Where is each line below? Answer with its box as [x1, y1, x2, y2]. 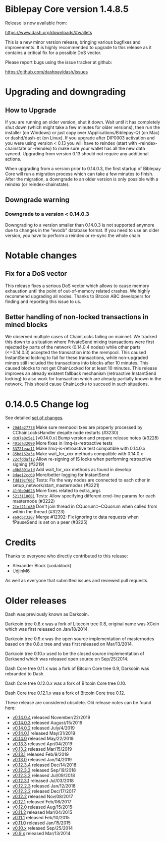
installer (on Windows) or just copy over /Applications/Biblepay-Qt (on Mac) [5, 129, 160, 135]
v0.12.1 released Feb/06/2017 [12, 799, 72, 805]
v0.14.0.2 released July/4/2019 [12, 725, 75, 731]
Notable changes [5, 249, 77, 261]
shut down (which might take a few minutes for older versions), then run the [5, 124, 160, 130]
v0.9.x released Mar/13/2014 [12, 831, 71, 837]
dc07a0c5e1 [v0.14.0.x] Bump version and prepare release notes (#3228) [12, 435, 159, 441]
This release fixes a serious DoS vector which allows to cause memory [5, 283, 150, 289]
